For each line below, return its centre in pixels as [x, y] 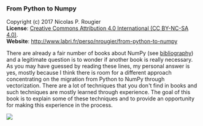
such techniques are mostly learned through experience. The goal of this [98, 92]
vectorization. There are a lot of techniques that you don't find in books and [102, 86]
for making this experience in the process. [60, 105]
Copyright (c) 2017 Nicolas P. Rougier [54, 22]
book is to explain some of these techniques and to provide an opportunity [101, 98]
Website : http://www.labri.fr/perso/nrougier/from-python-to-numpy [92, 42]
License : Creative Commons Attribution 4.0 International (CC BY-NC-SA [98, 28]
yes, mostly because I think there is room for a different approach [89, 73]
